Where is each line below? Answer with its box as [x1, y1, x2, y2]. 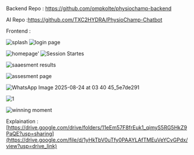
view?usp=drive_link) [6, 143, 57, 149]
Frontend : [6, 27, 31, 34]
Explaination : [6, 118, 39, 125]
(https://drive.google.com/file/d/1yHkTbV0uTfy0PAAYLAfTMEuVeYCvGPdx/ [6, 136, 188, 143]
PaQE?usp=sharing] [6, 131, 54, 137]
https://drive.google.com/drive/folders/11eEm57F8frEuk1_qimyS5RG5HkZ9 [8, 124, 188, 131]
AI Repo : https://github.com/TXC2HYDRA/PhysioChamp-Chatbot [6, 16, 162, 23]
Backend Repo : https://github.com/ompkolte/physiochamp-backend [6, 5, 172, 12]
